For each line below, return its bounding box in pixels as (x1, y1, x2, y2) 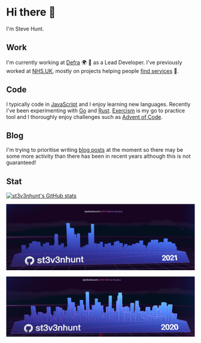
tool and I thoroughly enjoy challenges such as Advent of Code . (6, 113, 163, 120)
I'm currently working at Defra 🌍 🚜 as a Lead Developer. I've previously (6, 59, 182, 66)
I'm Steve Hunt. (6, 25, 44, 32)
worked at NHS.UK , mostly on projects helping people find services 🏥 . (6, 67, 179, 74)
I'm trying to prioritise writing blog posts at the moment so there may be (6, 146, 184, 154)
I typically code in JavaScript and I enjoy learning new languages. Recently (6, 100, 191, 108)
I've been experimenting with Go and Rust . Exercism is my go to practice (6, 107, 185, 114)
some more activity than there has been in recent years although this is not (6, 152, 191, 160)
